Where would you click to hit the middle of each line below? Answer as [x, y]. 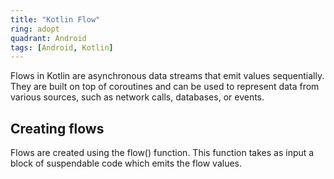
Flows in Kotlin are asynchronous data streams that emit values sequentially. [167, 76]
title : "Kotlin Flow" [55, 19]
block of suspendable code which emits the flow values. [126, 163]
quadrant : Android [48, 38]
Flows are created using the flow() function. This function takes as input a [162, 153]
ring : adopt [35, 29]
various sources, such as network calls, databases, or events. [137, 97]
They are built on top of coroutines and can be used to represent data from [165, 87]
